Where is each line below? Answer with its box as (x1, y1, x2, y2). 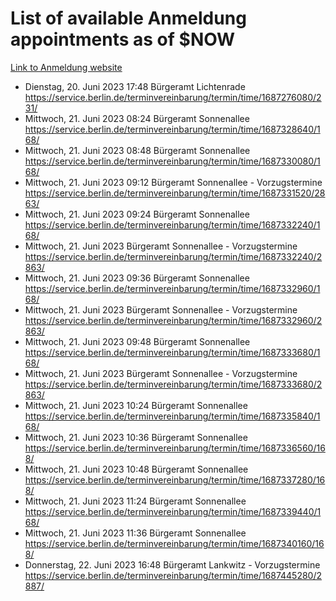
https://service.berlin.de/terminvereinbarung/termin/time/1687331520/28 (24, 187, 326, 199)
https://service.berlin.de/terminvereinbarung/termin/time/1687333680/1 (24, 346, 321, 358)
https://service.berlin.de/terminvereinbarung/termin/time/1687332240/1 (24, 218, 321, 231)
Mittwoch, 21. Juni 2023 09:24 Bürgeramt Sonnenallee (24, 208, 250, 220)
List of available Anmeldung (10, 7, 247, 30)
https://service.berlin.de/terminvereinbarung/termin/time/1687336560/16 (24, 442, 326, 454)
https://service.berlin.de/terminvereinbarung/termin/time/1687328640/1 (24, 123, 321, 135)
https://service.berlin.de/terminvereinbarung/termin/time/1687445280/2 (24, 569, 323, 581)
